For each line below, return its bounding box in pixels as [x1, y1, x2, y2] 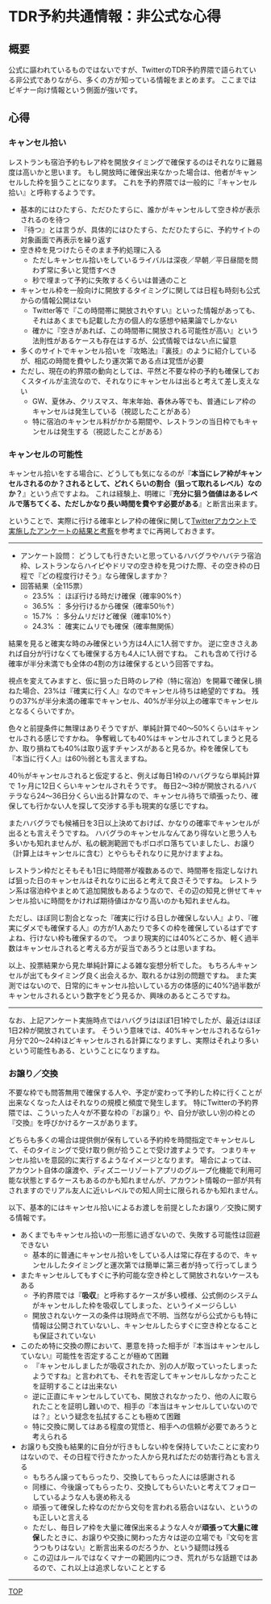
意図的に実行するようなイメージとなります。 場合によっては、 [50, 1155, 256, 1165]
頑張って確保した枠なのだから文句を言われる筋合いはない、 [31, 1502, 230, 1512]
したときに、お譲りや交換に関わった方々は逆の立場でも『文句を [39, 1533, 252, 1543]
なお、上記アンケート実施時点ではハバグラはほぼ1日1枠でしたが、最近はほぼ [8, 1015, 261, 1025]
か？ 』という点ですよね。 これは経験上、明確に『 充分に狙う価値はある [8, 488, 244, 498]
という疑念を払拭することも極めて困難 [53, 1412, 181, 1422]
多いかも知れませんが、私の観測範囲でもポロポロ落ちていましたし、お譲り [8, 838, 256, 848]
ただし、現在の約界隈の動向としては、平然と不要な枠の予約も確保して [19, 366, 253, 375]
